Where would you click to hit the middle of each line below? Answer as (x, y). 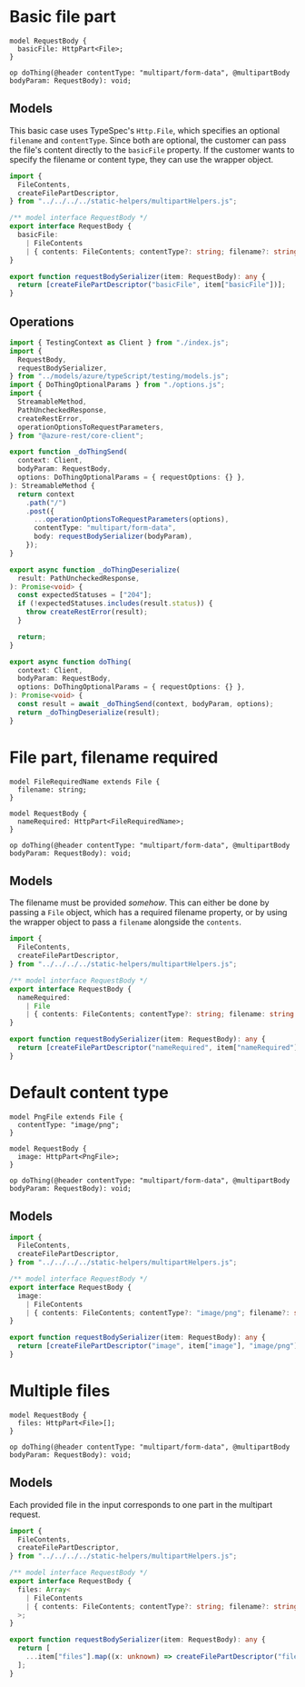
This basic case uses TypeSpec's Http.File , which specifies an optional (145, 130)
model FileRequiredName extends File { (85, 782)
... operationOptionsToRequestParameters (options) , (131, 520)
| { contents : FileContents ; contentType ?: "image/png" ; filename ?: (158, 1313)
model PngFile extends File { (67, 1117)
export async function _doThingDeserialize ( (95, 570)
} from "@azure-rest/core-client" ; (77, 435)
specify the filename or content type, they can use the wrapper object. (142, 159)
